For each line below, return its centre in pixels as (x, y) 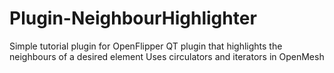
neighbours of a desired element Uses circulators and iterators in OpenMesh (167, 56)
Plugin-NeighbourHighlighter (133, 18)
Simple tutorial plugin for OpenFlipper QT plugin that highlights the (146, 46)
